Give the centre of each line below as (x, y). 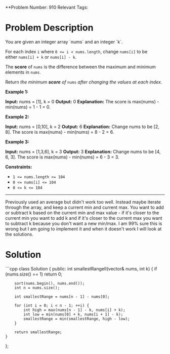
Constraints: (19, 167)
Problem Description (49, 28)
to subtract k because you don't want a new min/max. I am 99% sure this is (84, 223)
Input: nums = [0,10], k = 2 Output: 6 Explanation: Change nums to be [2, (82, 127)
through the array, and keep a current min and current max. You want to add (85, 207)
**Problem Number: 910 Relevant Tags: (47, 7)
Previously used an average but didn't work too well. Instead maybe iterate (83, 202)
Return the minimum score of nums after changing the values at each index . (84, 82)
